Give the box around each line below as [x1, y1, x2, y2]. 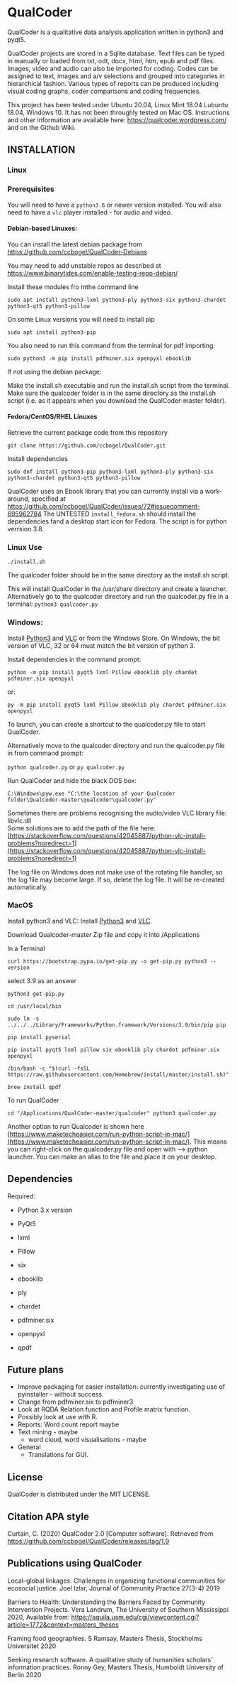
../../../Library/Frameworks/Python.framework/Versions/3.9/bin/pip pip [7, 1021, 226, 1029]
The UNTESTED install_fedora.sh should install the [42, 509, 197, 518]
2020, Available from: [7, 1613, 70, 1621]
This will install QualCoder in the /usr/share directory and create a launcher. [7, 585, 228, 593]
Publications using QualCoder [7, 1557, 142, 1570]
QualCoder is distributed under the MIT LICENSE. [7, 1490, 151, 1499]
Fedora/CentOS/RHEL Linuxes [7, 413, 98, 421]
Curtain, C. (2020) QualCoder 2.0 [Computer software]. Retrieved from [7, 1529, 214, 1538]
